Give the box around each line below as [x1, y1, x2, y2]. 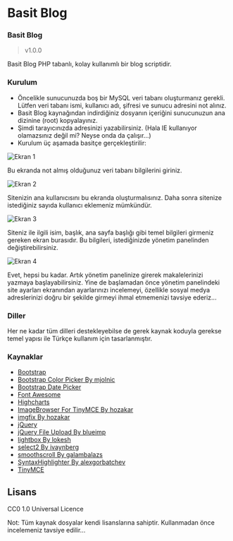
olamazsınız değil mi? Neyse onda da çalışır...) [17, 131, 151, 139]
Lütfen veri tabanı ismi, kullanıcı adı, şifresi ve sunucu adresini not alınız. [17, 101, 227, 109]
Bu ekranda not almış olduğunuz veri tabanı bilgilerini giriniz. [7, 166, 182, 174]
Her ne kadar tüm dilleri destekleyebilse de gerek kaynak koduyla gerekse [7, 327, 222, 335]
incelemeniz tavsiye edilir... [7, 526, 86, 535]
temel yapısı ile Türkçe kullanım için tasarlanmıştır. [7, 334, 153, 343]
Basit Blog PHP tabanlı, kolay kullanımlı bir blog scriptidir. [7, 60, 172, 69]
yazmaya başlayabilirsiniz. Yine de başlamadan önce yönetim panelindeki [7, 278, 220, 287]
